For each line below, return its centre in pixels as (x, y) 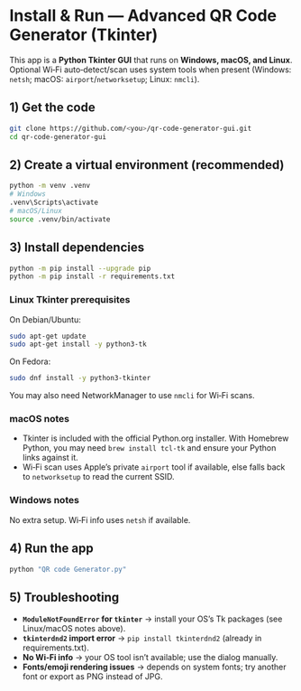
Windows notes (44, 500)
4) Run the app (51, 549)
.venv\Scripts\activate (54, 203)
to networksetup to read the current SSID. (98, 477)
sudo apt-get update (48, 336)
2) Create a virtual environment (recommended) (147, 165)
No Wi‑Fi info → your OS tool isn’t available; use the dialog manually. (150, 658)
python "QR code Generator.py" (68, 569)
